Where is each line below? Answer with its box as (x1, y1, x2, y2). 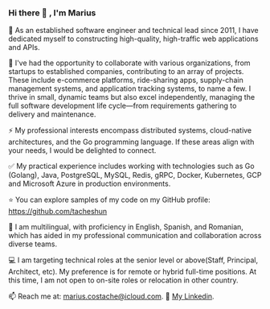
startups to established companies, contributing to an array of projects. (8, 67, 244, 76)
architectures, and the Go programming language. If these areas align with (8, 137, 255, 147)
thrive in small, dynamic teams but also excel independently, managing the (8, 93, 256, 102)
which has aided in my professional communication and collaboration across (8, 231, 262, 241)
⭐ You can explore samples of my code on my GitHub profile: (8, 195, 211, 204)
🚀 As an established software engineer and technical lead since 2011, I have (8, 26, 259, 35)
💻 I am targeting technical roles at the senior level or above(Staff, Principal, (8, 255, 259, 265)
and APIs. (8, 43, 40, 52)
